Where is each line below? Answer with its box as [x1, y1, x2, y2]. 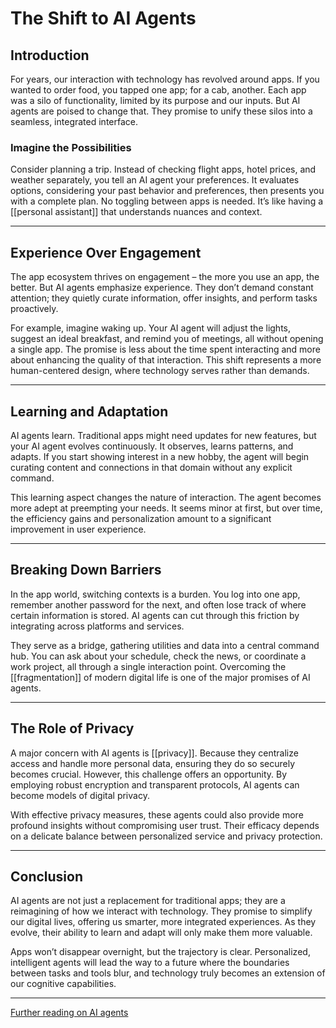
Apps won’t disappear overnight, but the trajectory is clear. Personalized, [10, 946, 311, 958]
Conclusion [10, 868, 84, 885]
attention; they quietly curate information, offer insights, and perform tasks [10, 292, 318, 304]
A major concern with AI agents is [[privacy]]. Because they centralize [10, 747, 299, 759]
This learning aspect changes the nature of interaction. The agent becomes [10, 491, 322, 503]
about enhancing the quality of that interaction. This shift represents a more [10, 354, 322, 366]
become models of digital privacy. [10, 789, 150, 801]
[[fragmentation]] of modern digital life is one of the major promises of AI [10, 671, 311, 683]
